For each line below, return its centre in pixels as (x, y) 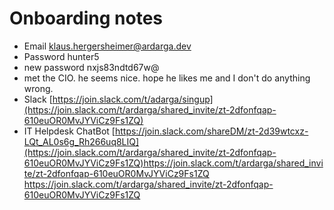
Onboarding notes (86, 18)
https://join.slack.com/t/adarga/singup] (133, 99)
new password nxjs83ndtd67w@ (91, 67)
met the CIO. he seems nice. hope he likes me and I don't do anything (167, 78)
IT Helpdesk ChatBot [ (69, 131)
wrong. (38, 88)
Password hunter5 (61, 56)
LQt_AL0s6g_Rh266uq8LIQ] (81, 141)
